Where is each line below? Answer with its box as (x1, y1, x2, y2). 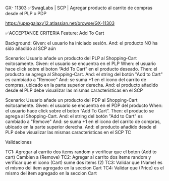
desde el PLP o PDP (5, 11, 47, 16)
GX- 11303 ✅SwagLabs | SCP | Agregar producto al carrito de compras (5, 5, 153, 11)
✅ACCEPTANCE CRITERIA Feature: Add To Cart (5, 30, 104, 36)
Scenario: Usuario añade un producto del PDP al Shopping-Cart (5, 97, 138, 103)
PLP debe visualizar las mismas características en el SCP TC (5, 129, 131, 135)
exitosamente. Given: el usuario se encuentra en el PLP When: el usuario (5, 61, 156, 67)
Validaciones (5, 139, 32, 145)
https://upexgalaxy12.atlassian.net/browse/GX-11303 (5, 20, 115, 26)
